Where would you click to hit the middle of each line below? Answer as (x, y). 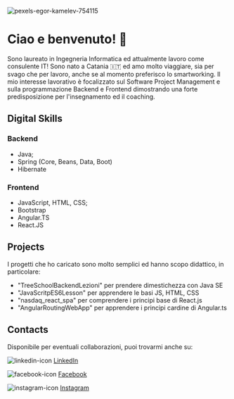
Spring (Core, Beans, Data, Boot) (65, 161)
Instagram (74, 388)
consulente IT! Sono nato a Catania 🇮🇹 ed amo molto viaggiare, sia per (111, 66)
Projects (26, 247)
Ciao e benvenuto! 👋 (67, 39)
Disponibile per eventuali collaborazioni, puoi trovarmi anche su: (100, 347)
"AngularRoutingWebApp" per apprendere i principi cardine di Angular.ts (122, 308)
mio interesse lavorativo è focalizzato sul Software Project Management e (114, 82)
